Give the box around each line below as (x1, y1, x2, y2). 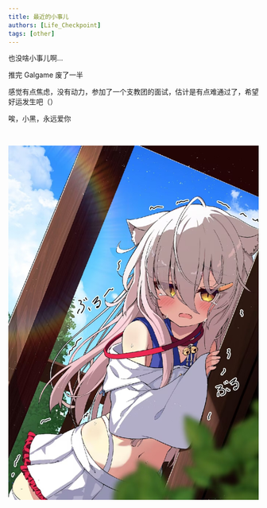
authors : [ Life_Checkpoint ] (8, 21, 102, 29)
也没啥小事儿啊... (8, 53, 64, 63)
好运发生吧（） (8, 97, 57, 107)
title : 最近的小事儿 (8, 13, 69, 21)
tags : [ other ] (8, 29, 56, 37)
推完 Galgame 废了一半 (8, 70, 83, 79)
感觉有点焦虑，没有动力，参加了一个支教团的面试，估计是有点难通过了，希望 (8, 87, 259, 97)
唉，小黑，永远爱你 (8, 114, 72, 123)
